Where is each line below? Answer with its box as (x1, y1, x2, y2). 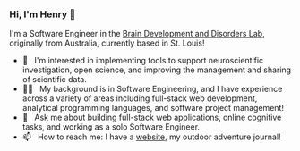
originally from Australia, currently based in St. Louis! (9, 38, 205, 48)
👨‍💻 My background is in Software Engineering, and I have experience (21, 84, 283, 95)
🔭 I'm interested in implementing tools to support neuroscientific (21, 55, 264, 66)
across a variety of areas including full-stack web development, (21, 93, 258, 104)
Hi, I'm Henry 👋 (9, 8, 76, 21)
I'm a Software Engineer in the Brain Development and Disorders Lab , (9, 29, 266, 39)
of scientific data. (21, 74, 87, 85)
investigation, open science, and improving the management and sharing (21, 64, 292, 75)
